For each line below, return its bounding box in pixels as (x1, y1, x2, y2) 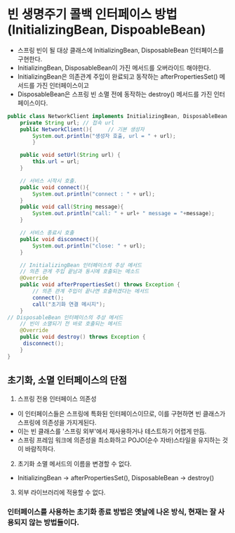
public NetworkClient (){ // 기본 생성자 (20, 126, 145, 133)
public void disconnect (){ (20, 236, 99, 243)
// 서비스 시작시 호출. (20, 177, 78, 184)
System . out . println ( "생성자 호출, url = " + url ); (32, 132, 177, 139)
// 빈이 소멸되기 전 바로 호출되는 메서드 (20, 321, 122, 328)
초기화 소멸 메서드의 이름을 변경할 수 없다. (17, 459, 132, 468)
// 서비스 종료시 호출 (20, 229, 74, 236)
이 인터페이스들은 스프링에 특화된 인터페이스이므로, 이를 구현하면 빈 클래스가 (17, 409, 226, 418)
